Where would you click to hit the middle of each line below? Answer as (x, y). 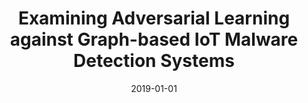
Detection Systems (154, 61)
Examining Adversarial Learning (154, 18)
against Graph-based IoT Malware (154, 39)
